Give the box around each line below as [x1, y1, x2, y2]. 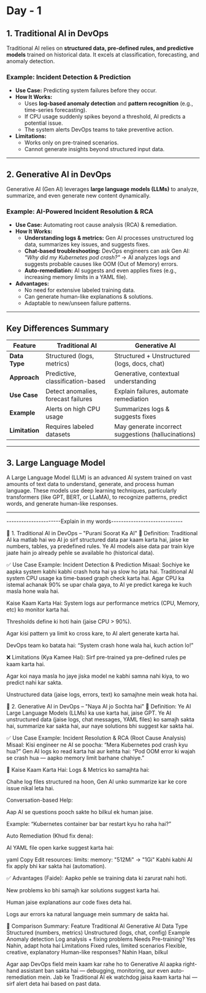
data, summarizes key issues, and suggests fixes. [24, 241, 150, 248]
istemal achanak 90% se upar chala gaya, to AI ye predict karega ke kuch [6, 581, 192, 589]
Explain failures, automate [114, 387, 189, 396]
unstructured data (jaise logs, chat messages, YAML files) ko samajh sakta [6, 716, 195, 723]
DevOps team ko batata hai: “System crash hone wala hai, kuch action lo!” [6, 642, 194, 649]
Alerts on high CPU [45, 405, 101, 414]
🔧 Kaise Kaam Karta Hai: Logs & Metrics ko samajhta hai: [6, 766, 150, 774]
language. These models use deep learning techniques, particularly [6, 487, 177, 495]
